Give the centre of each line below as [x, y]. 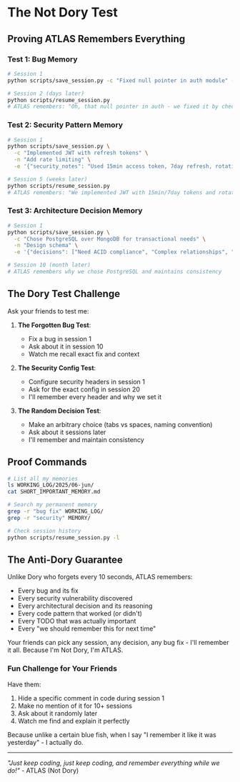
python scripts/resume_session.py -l [64, 537]
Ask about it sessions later [67, 432]
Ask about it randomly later [57, 713]
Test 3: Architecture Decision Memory [75, 211]
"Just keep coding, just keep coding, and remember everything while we [114, 763]
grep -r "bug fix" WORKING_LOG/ [55, 511]
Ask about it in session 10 [66, 346]
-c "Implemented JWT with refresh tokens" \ [81, 153]
